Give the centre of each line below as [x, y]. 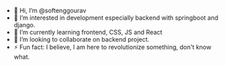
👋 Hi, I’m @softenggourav [50, 11]
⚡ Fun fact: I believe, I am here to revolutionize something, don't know [112, 47]
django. [24, 25]
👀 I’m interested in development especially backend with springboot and [116, 18]
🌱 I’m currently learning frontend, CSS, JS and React [88, 32]
